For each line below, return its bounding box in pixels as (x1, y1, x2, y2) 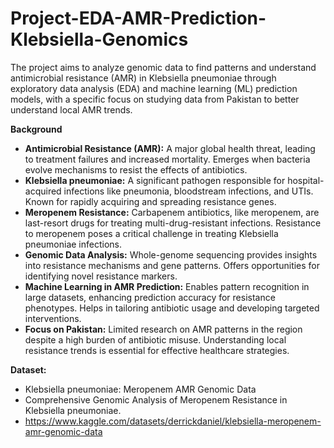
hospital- (287, 174, 325, 186)
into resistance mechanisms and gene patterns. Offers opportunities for (24, 259, 321, 271)
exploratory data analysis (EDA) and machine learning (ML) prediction (10, 82, 298, 94)
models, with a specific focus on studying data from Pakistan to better (10, 93, 300, 105)
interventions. (24, 312, 82, 324)
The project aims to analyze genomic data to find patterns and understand (10, 61, 317, 73)
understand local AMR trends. (10, 103, 133, 116)
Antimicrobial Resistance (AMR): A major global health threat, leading (24, 142, 316, 154)
